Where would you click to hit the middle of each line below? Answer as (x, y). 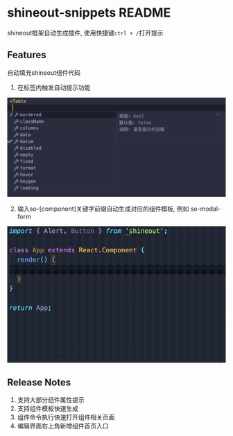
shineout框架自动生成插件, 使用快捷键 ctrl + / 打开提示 (85, 33)
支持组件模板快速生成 (48, 408)
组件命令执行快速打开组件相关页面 (66, 417)
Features (27, 55)
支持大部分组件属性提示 (51, 399)
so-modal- (206, 209)
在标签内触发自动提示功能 (54, 87)
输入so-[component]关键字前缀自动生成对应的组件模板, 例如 (103, 209)
